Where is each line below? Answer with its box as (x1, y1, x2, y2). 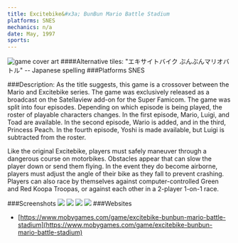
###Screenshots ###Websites (7, 200, 132, 208)
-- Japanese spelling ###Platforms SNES (24, 66, 145, 75)
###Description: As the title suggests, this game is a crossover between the (7, 80, 229, 89)
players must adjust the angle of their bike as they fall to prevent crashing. (7, 170, 225, 178)
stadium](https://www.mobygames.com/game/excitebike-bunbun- (17, 221, 213, 229)
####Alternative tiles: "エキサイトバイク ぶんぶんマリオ (60, 58, 224, 66)
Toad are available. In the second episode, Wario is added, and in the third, (7, 118, 226, 126)
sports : (7, 37, 31, 44)
